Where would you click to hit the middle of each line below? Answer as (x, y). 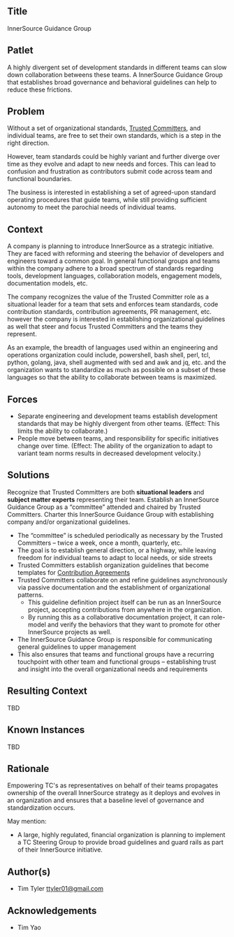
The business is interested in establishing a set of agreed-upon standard (112, 192)
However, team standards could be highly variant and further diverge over (114, 157)
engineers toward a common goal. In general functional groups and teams (114, 261)
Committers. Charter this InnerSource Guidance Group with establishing (111, 514)
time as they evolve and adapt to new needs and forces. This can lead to (112, 164)
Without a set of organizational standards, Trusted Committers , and (104, 128)
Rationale (28, 768)
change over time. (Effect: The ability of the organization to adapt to (115, 446)
